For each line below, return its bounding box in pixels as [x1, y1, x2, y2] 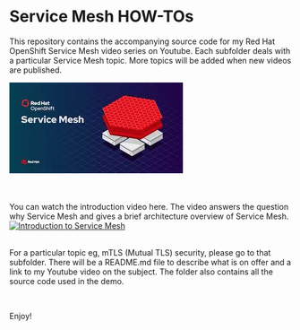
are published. [9, 65, 63, 75]
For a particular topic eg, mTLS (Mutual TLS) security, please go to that [9, 247, 271, 257]
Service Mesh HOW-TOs [9, 6, 194, 27]
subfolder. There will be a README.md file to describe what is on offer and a [9, 256, 292, 267]
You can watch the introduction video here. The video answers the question [9, 201, 289, 212]
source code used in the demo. [9, 275, 124, 286]
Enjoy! [9, 310, 33, 321]
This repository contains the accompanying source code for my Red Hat [9, 36, 276, 47]
